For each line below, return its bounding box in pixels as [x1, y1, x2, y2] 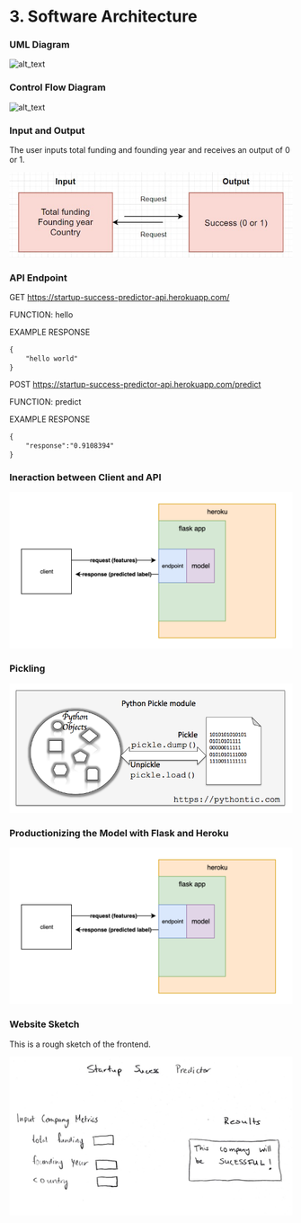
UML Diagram [9, 39, 70, 51]
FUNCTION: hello [9, 309, 74, 320]
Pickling [9, 663, 46, 675]
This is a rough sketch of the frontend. [9, 1039, 151, 1049]
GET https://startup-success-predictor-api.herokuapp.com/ [9, 292, 230, 302]
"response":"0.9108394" [25, 442, 115, 451]
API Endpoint [9, 272, 67, 284]
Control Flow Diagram [9, 81, 106, 94]
